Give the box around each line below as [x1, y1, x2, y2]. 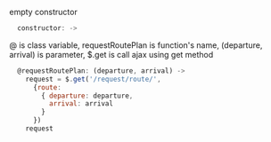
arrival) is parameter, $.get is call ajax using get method [9, 49, 214, 59]
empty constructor [9, 7, 78, 17]
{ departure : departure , [41, 91, 134, 100]
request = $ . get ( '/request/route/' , [25, 75, 162, 83]
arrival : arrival [48, 99, 114, 108]
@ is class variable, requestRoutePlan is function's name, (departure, [9, 39, 263, 51]
